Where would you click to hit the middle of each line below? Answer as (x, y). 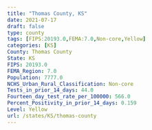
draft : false (26, 26)
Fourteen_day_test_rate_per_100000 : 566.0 (69, 97)
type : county (26, 33)
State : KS (21, 58)
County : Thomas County (40, 52)
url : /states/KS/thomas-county (52, 116)
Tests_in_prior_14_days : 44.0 (51, 90)
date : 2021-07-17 (32, 20)
